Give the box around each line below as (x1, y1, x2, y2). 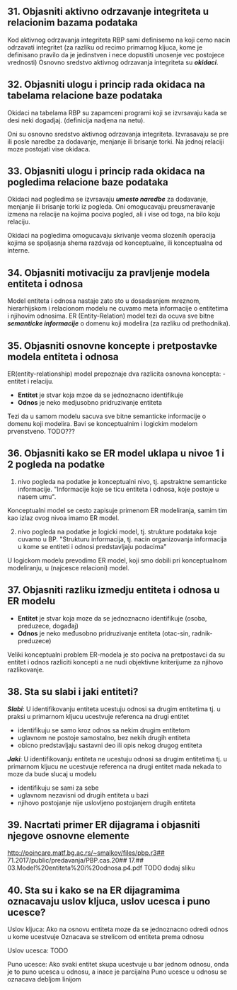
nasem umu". (17, 492, 57, 501)
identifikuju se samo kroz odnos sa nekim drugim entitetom (17, 725, 190, 735)
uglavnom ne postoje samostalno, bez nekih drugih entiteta (17, 733, 191, 742)
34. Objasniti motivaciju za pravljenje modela (7, 267, 210, 279)
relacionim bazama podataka (7, 17, 138, 29)
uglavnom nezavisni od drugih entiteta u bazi (17, 790, 149, 799)
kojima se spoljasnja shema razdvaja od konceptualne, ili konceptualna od (7, 238, 223, 247)
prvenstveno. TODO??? (7, 427, 76, 436)
